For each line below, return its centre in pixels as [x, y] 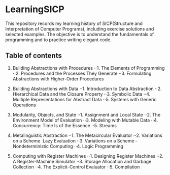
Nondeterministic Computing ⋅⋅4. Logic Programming [68, 146]
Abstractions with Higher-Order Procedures [58, 79]
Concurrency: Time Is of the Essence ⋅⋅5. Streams [64, 125]
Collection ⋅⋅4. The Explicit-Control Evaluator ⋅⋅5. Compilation [76, 167]
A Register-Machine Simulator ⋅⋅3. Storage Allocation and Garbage [82, 161]
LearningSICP [35, 9]
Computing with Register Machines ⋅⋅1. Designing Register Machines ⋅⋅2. [88, 156]
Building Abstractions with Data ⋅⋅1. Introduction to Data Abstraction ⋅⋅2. [87, 89]
